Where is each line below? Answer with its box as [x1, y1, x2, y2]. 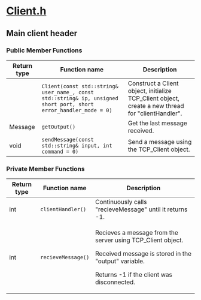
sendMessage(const [41, 136, 94, 143]
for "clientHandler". [127, 109, 182, 118]
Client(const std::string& [41, 83, 118, 89]
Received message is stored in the [95, 250, 191, 258]
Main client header [6, 28, 78, 38]
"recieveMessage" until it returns [95, 205, 188, 214]
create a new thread [127, 101, 184, 110]
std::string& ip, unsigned [41, 95, 118, 101]
